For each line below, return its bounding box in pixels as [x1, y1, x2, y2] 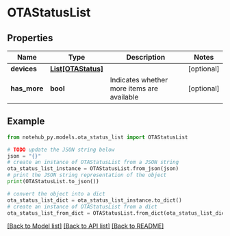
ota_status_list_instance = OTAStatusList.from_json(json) [7, 165, 179, 172]
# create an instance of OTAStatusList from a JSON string [7, 159, 179, 166]
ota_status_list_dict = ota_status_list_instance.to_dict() [7, 197, 183, 204]
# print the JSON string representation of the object [7, 172, 167, 179]
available [110, 93, 139, 102]
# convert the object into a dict [7, 190, 106, 197]
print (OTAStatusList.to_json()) [7, 178, 99, 185]
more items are [110, 84, 159, 93]
